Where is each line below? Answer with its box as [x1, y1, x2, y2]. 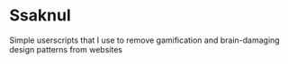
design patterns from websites [9, 44, 123, 54]
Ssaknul [9, 5, 71, 26]
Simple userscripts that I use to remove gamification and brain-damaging [9, 35, 281, 45]
